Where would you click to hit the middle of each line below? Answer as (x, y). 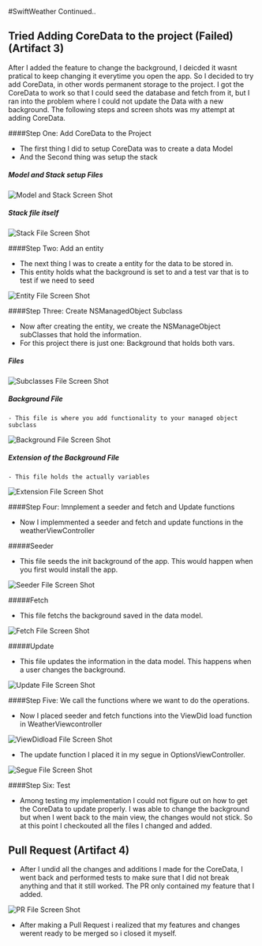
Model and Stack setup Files (56, 175)
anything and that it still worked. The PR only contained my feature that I (137, 886)
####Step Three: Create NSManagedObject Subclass (95, 310)
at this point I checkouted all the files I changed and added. (116, 825)
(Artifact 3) (36, 49)
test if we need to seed (57, 280)
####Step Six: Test (39, 785)
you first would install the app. (69, 569)
